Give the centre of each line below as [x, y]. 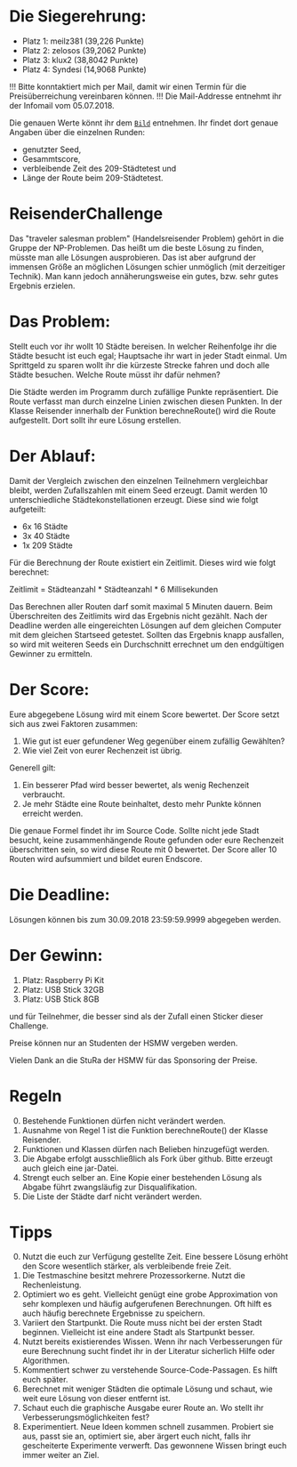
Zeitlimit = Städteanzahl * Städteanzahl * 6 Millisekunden [114, 589]
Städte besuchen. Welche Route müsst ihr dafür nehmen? [115, 375]
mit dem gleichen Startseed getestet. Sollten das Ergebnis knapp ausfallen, [147, 634]
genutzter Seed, [52, 149]
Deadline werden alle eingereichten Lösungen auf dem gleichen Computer [145, 625]
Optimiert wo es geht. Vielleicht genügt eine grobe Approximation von [150, 1294]
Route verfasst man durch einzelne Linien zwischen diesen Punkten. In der [146, 401]
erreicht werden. [52, 813]
